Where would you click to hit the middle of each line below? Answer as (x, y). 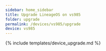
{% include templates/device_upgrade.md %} (53, 43)
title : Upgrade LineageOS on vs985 (43, 15)
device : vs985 (20, 29)
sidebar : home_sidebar (29, 10)
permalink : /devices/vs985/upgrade (43, 24)
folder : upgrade (22, 19)
